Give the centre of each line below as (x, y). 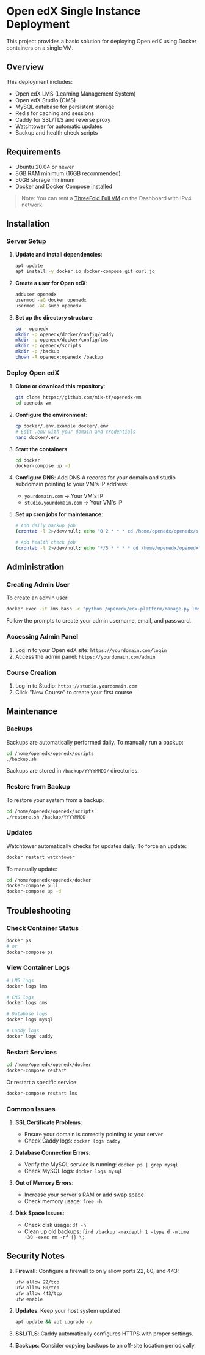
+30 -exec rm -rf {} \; (55, 1237)
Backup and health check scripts (56, 132)
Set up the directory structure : (55, 317)
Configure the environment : (51, 415)
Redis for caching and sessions (55, 113)
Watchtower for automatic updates (59, 126)
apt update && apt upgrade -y (54, 1322)
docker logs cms (27, 1003)
